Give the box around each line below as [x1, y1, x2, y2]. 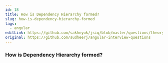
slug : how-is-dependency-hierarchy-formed [5, 16, 95, 21]
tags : [5, 21, 16, 26]
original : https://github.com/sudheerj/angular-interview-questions [5, 35, 151, 40]
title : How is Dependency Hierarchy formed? [5, 12, 99, 17]
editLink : [5, 30, 26, 35]
